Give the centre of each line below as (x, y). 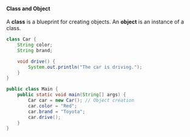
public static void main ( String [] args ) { (72, 95)
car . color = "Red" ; (53, 106)
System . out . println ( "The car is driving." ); (85, 67)
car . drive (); (45, 117)
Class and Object (28, 8)
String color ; (35, 45)
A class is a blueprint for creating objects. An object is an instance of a (95, 22)
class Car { (21, 39)
